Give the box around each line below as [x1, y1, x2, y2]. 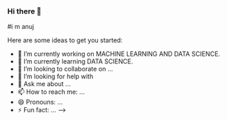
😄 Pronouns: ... [17, 98, 63, 107]
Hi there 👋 [7, 6, 42, 16]
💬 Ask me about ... [17, 80, 71, 88]
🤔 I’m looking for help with [17, 72, 94, 80]
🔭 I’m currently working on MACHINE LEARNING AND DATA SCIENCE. [17, 49, 221, 59]
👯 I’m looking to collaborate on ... [17, 65, 114, 73]
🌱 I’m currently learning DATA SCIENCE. [17, 57, 133, 66]
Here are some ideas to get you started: [7, 36, 123, 44]
